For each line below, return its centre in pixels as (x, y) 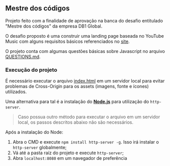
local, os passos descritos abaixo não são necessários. (76, 122)
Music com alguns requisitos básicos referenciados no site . (67, 41)
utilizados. (16, 92)
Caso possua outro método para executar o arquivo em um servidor (89, 117)
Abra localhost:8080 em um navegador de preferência (70, 158)
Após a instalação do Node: (34, 132)
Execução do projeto (31, 70)
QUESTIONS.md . (23, 57)
